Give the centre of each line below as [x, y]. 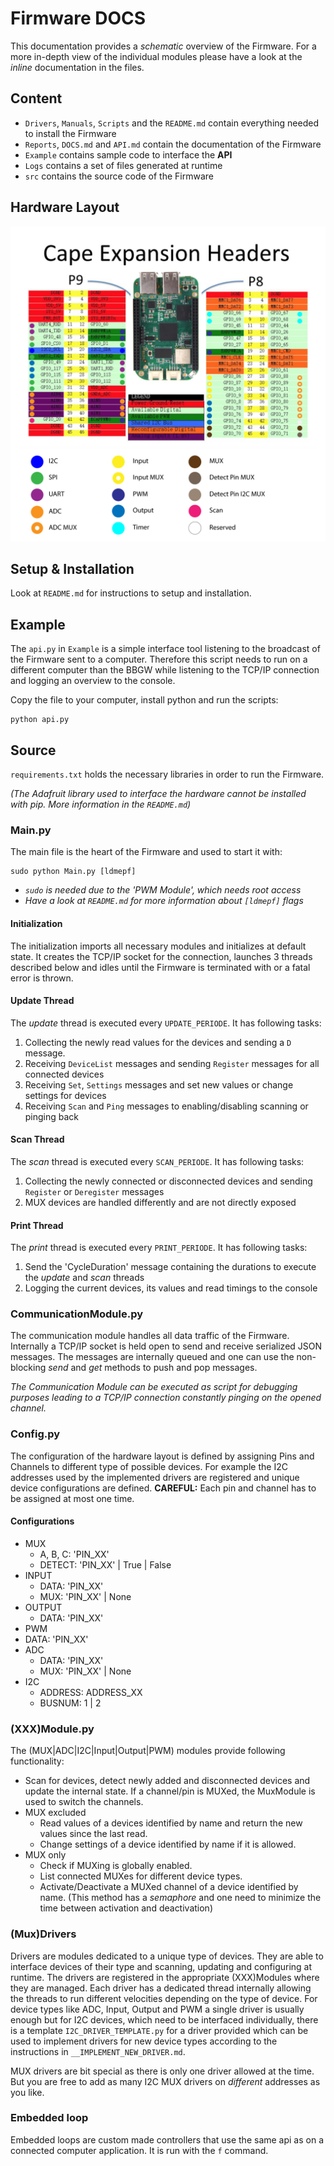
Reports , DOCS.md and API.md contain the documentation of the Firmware [173, 144]
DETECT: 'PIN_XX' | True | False [105, 1564]
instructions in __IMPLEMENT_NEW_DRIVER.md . [98, 2051]
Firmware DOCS [78, 18]
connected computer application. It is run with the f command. [139, 2150]
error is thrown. [42, 978]
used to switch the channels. [84, 1802]
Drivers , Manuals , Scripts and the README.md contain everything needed [171, 123]
